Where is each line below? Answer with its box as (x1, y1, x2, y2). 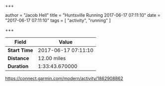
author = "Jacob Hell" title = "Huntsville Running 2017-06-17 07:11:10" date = (5, 12, 161, 18)
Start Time (7, 47, 33, 54)
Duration (7, 63, 29, 69)
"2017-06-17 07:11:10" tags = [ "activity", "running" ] (5, 18, 111, 23)
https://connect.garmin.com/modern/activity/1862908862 (5, 76, 123, 81)
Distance (7, 55, 29, 61)
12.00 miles (38, 55, 66, 61)
